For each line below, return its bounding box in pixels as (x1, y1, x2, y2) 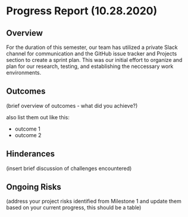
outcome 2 (14, 131, 42, 138)
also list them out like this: (6, 113, 70, 120)
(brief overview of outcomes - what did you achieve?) (6, 102, 138, 109)
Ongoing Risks (6, 182, 61, 192)
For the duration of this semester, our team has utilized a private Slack (6, 44, 178, 51)
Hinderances (6, 149, 55, 159)
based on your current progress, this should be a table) (6, 204, 142, 211)
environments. (6, 69, 42, 76)
